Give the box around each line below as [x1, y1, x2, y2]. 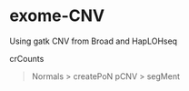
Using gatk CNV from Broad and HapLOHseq [9, 35, 178, 46]
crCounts [9, 53, 45, 64]
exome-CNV [9, 5, 105, 26]
